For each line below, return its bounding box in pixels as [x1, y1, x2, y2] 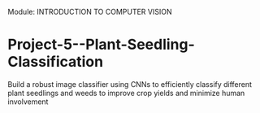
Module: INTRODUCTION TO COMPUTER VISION [7, 7, 172, 16]
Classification [7, 53, 103, 72]
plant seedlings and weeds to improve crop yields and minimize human [7, 88, 245, 98]
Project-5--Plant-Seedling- [7, 36, 196, 54]
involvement [7, 97, 49, 106]
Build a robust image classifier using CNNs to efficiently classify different [7, 79, 253, 89]
